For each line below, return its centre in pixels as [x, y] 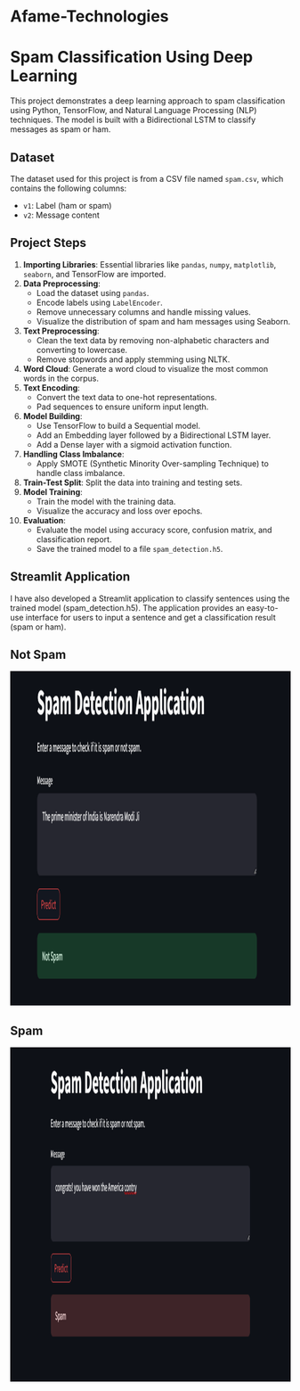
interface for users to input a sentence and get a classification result [150, 617]
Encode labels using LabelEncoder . [99, 302]
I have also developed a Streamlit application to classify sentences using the [150, 598]
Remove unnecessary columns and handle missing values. [144, 312]
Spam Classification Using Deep [131, 58]
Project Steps [49, 243]
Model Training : [53, 491]
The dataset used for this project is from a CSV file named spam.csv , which [147, 178]
